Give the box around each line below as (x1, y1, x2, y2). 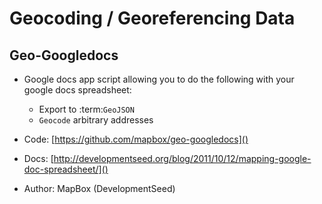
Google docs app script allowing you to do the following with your (23, 73, 295, 85)
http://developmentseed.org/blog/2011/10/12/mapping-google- (53, 153, 312, 164)
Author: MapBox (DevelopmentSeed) (23, 183, 176, 194)
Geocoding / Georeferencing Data (9, 7, 296, 30)
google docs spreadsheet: (23, 84, 132, 96)
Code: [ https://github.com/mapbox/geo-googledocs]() (23, 133, 249, 145)
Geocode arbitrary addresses (38, 114, 154, 126)
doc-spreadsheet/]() (23, 163, 109, 175)
